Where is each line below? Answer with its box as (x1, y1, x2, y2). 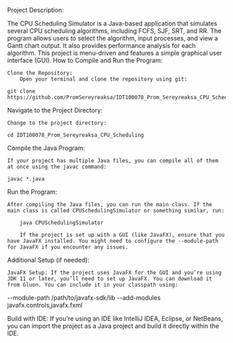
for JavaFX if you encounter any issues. (7, 244, 129, 251)
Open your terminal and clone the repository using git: (19, 76, 188, 83)
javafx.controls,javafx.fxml (7, 301, 83, 309)
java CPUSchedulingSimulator (19, 219, 104, 226)
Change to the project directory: (7, 119, 107, 126)
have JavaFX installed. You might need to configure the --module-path (7, 237, 218, 244)
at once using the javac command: (7, 163, 107, 170)
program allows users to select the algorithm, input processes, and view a (7, 34, 218, 42)
